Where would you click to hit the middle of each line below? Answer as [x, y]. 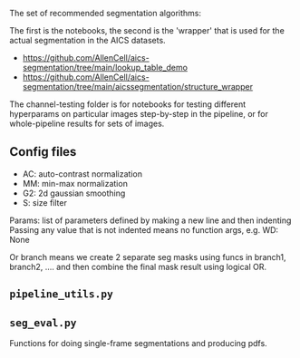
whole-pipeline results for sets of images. [87, 123]
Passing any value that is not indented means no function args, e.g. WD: [144, 229]
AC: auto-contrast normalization [82, 174]
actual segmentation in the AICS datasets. [87, 40]
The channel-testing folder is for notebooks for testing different [128, 104]
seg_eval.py [43, 323]
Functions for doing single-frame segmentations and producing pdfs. [138, 343]
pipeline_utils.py [61, 294]
